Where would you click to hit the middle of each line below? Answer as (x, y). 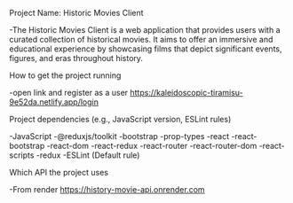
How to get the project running (65, 75)
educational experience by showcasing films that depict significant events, (146, 49)
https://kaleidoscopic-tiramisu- (186, 93)
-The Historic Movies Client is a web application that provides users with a (145, 30)
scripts (22, 155)
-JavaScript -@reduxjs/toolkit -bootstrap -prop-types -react (119, 136)
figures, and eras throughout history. (76, 58)
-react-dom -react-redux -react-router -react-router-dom (152, 146)
